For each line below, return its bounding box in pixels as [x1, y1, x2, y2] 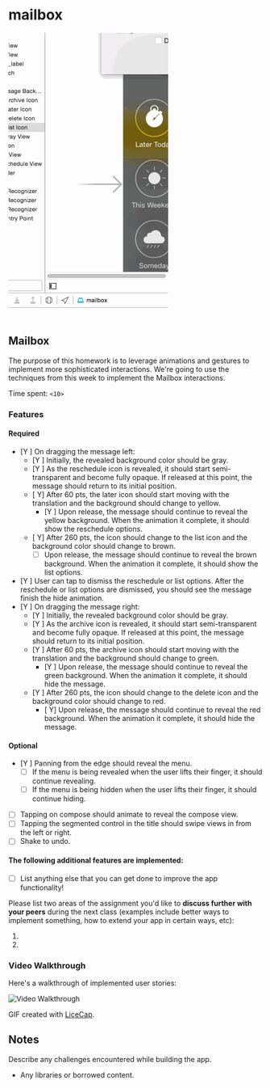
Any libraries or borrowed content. [19, 1069, 135, 1080]
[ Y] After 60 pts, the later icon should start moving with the [31, 489, 230, 499]
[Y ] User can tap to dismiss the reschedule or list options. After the [19, 576, 244, 585]
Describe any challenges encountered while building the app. [8, 1054, 212, 1064]
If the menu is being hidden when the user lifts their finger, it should [31, 785, 257, 795]
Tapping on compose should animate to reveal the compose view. [19, 810, 239, 820]
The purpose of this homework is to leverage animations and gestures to [8, 356, 250, 365]
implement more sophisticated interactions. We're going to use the [8, 364, 230, 373]
